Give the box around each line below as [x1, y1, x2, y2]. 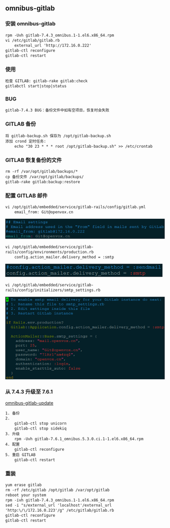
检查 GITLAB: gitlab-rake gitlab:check [5, 78, 88, 83]
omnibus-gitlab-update [5, 400, 54, 406]
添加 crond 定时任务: [5, 139, 47, 144]
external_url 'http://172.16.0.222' [14, 43, 92, 48]
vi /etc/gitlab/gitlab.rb [5, 38, 60, 43]
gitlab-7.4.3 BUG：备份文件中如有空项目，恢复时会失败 [5, 108, 110, 113]
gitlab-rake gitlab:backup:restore [5, 179, 80, 184]
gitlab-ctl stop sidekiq [14, 426, 67, 431]
